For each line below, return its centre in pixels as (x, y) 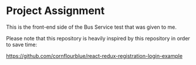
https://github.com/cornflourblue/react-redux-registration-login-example (94, 56)
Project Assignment (55, 11)
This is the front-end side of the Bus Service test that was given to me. (92, 27)
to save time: (21, 45)
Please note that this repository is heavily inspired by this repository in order (98, 38)
